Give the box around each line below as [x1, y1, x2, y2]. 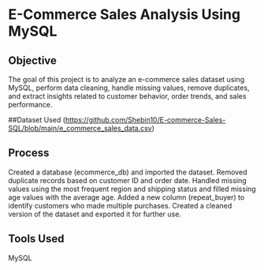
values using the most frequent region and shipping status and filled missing [8, 184, 256, 193]
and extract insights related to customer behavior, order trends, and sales [8, 92, 247, 100]
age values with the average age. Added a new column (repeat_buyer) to [8, 192, 245, 202]
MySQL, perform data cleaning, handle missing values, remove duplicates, [8, 83, 250, 92]
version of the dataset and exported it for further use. [8, 209, 181, 219]
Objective [8, 54, 58, 67]
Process [8, 146, 50, 159]
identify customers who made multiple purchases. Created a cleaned [8, 201, 232, 210]
